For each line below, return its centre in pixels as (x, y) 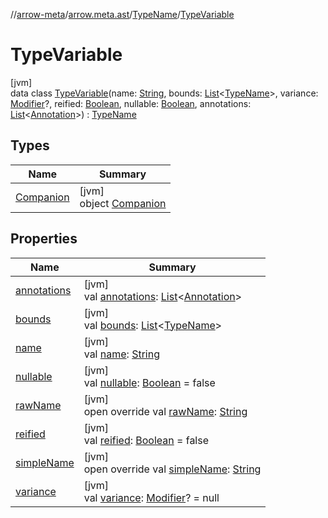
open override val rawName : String (165, 411)
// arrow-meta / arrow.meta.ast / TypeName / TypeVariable (122, 14)
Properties (44, 239)
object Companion (123, 203)
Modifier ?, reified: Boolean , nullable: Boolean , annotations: (131, 103)
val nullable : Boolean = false (149, 382)
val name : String (121, 354)
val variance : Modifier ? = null (151, 497)
